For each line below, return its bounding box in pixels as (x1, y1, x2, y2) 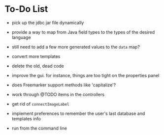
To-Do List (4, 3, 48, 15)
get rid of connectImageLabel (11, 101, 69, 107)
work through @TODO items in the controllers (11, 91, 104, 97)
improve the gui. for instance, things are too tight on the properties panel (11, 72, 160, 78)
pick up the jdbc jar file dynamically (11, 20, 84, 26)
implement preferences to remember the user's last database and (11, 110, 145, 116)
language (11, 34, 31, 40)
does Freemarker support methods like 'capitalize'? (11, 82, 116, 88)
